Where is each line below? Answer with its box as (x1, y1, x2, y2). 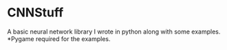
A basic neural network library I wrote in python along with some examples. (7, 27, 221, 36)
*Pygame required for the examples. (7, 34, 111, 42)
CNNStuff (7, 5, 64, 21)
